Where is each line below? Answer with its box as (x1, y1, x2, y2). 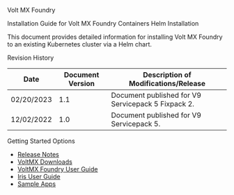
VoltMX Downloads (17, 158, 73, 166)
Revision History (7, 53, 54, 62)
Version (68, 79, 95, 88)
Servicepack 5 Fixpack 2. (111, 99, 195, 108)
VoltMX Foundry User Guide (17, 165, 98, 173)
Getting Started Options (7, 137, 75, 145)
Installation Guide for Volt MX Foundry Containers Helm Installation (7, 19, 199, 27)
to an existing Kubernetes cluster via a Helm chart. (7, 40, 152, 48)
